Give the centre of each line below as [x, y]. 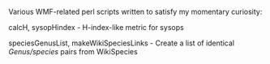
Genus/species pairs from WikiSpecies [73, 51]
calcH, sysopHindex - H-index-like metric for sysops [96, 27]
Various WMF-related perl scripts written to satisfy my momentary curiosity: [135, 12]
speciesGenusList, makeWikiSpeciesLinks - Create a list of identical [122, 43]
